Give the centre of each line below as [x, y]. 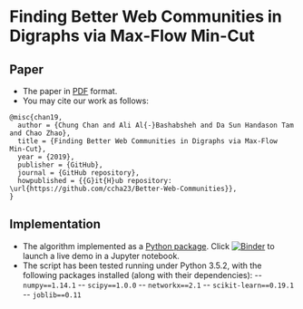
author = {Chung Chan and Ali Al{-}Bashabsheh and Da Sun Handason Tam [156, 125]
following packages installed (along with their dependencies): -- [142, 275]
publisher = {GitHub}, [60, 165]
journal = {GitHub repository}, [79, 173]
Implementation [55, 224]
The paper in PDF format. [70, 91]
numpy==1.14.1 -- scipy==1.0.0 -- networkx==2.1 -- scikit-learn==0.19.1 [158, 285]
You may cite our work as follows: [86, 101]
